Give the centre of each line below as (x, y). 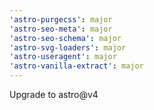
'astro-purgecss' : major (61, 19)
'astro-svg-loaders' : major (68, 47)
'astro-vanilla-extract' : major (76, 66)
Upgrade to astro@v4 (54, 94)
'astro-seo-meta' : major (61, 29)
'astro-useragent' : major (63, 57)
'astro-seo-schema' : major (65, 38)
